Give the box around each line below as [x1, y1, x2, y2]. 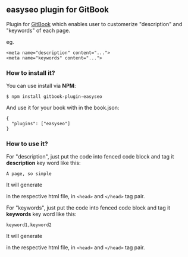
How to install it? [6, 68, 55, 77]
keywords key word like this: [6, 211, 77, 218]
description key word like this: [6, 160, 81, 167]
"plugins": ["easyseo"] [11, 121, 70, 127]
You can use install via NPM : [6, 83, 76, 90]
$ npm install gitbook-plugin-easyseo [6, 94, 102, 100]
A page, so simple [6, 171, 52, 177]
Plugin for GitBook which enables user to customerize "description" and [6, 20, 183, 27]
